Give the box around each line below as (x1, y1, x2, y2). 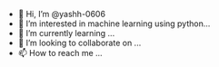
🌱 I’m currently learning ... (17, 28, 115, 38)
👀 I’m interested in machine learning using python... (17, 18, 211, 29)
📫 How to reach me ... (17, 48, 103, 58)
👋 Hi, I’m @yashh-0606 (17, 9, 106, 19)
